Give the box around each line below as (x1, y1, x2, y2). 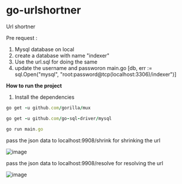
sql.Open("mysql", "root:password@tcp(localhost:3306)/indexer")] (14, 71, 177, 78)
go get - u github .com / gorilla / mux (6, 105, 91, 111)
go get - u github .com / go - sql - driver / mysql (6, 115, 112, 121)
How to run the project (6, 82, 62, 89)
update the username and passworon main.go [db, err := (14, 64, 153, 71)
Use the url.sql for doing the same (14, 58, 98, 65)
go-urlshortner (6, 4, 81, 17)
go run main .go (6, 126, 44, 132)
